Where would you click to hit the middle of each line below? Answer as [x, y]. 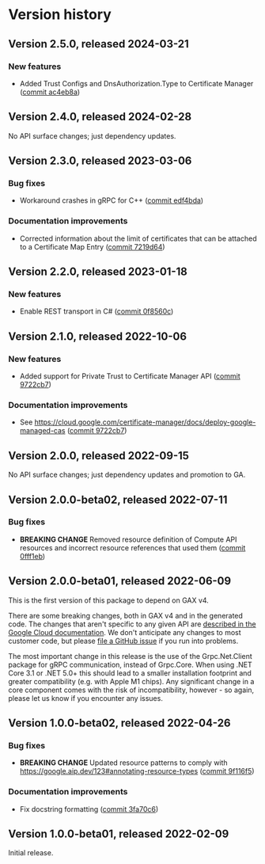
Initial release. [31, 853]
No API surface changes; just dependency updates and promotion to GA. [127, 475]
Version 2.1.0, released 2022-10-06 [98, 336]
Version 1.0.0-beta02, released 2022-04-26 [119, 723]
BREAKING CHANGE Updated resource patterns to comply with [123, 763]
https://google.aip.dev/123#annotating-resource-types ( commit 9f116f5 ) [137, 771]
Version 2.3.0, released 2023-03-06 [100, 161]
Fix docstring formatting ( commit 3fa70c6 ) [89, 809]
